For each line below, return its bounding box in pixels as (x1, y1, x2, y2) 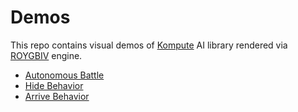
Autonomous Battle (24, 69, 105, 81)
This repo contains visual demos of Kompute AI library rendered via (10, 39, 288, 51)
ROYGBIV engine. (10, 49, 83, 61)
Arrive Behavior (24, 90, 90, 102)
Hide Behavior (24, 79, 84, 91)
